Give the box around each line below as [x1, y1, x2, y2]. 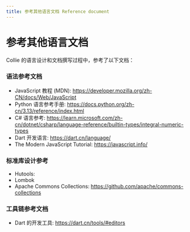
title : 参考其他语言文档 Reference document [6, 8, 110, 15]
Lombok [14, 177, 35, 184]
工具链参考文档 [6, 205, 49, 213]
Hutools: [14, 170, 35, 177]
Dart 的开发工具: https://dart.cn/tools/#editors [14, 219, 125, 227]
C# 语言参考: [14, 114, 46, 121]
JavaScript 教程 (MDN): [14, 87, 72, 94]
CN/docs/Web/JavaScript [14, 94, 77, 101]
